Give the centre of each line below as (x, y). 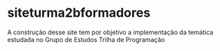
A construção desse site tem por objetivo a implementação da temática (110, 32)
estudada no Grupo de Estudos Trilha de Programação (86, 39)
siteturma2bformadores (79, 13)
